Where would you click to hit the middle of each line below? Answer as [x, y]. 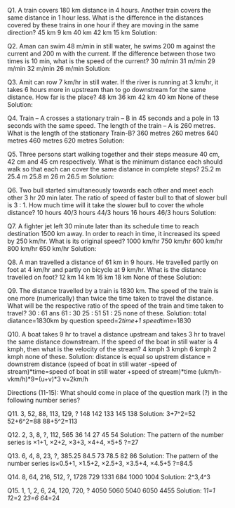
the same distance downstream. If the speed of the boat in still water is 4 [113, 341]
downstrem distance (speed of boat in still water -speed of [92, 364]
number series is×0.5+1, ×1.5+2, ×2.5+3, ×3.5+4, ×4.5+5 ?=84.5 [100, 463]
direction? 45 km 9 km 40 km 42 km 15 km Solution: [82, 32]
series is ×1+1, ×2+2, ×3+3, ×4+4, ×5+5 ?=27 [73, 442]
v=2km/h [75, 379]
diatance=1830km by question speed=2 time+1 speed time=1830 [99, 320]
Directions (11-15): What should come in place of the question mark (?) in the [117, 392]
